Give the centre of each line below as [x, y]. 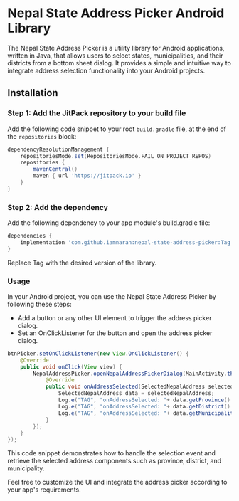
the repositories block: [42, 136]
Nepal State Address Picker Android [116, 13]
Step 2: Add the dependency [58, 207]
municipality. [26, 468]
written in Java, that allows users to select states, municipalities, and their [115, 56]
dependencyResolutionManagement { [59, 149]
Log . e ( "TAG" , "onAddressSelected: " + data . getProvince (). [146, 400]
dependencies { [30, 236]
